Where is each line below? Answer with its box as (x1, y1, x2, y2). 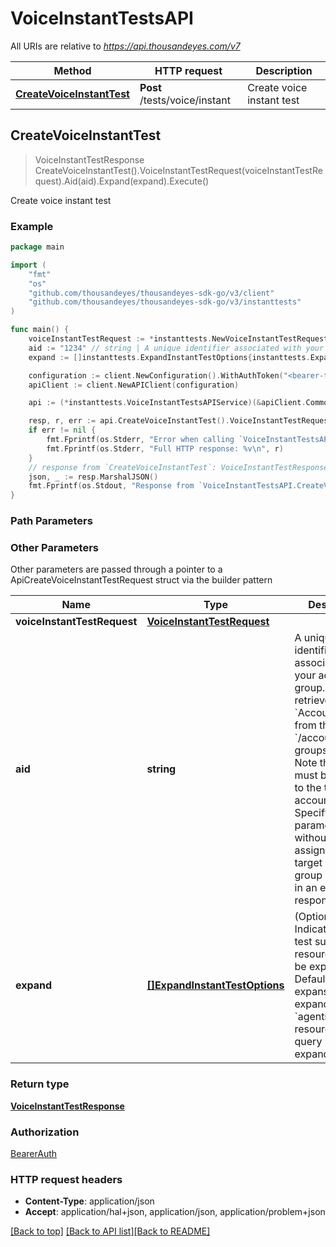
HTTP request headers (10, 1172, 123, 1186)
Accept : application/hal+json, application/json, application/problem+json (24, 1206, 326, 1218)
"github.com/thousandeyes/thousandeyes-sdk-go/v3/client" (28, 288, 275, 298)
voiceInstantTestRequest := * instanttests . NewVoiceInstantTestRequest (28, 334, 329, 344)
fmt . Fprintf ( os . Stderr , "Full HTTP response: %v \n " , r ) (46, 443, 284, 454)
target (294, 856, 323, 870)
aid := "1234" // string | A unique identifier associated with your (28, 343, 325, 353)
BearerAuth (10, 1147, 58, 1159)
